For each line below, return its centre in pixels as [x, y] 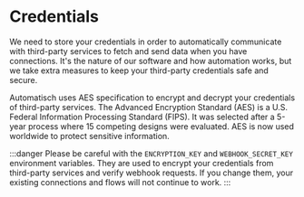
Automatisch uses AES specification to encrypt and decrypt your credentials [152, 98]
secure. [24, 80]
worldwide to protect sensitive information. [89, 136]
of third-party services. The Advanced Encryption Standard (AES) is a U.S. [149, 107]
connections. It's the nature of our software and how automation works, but [151, 61]
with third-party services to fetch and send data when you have [128, 51]
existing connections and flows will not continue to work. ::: [120, 182]
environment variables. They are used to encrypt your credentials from [142, 163]
